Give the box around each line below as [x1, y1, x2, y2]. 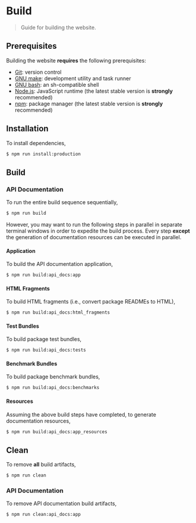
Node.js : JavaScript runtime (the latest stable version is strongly [14, 87, 173, 95]
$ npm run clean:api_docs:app [6, 512, 81, 518]
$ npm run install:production [6, 151, 81, 157]
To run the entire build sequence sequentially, [6, 199, 118, 206]
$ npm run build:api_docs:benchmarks [6, 385, 100, 391]
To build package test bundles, [6, 336, 82, 343]
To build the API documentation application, [6, 261, 113, 268]
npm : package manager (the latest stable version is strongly [14, 100, 163, 107]
